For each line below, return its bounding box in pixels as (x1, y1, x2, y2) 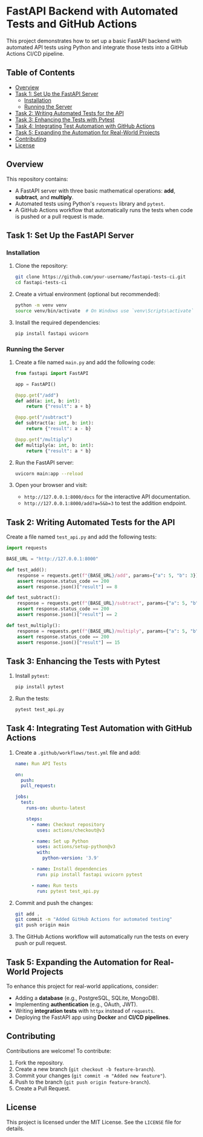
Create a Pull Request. (14, 1084, 71, 1092)
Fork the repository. (14, 1059, 65, 1066)
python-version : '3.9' (42, 855, 100, 861)
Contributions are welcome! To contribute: (6, 1047, 112, 1055)
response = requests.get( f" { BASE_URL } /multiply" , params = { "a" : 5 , (17, 628, 188, 634)
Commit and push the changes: (14, 899, 94, 906)
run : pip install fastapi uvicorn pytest (37, 871, 143, 878)
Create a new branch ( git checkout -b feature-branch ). (14, 1065, 156, 1073)
